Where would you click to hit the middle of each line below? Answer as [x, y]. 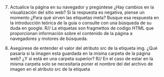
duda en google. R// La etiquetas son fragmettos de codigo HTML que [82, 28]
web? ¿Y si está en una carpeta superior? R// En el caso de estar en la [81, 58]
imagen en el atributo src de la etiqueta [50, 69]
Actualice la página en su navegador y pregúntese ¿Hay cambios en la [82, 7]
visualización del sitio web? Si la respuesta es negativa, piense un [77, 12]
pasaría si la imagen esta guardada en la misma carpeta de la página [80, 53]
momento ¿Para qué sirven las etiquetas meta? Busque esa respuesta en [84, 18]
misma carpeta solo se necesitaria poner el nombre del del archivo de [81, 64]
